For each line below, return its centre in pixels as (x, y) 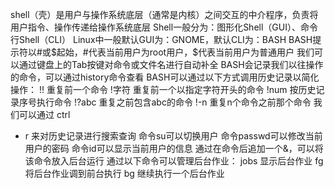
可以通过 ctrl (44, 114)
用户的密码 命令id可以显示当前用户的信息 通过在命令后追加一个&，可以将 (174, 148)
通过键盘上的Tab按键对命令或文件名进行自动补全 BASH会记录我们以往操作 (171, 64)
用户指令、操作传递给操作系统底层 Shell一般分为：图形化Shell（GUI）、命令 (164, 27)
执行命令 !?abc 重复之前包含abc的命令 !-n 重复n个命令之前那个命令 (174, 102)
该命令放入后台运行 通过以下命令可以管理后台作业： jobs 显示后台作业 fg (174, 161)
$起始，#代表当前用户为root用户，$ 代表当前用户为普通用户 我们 (182, 52)
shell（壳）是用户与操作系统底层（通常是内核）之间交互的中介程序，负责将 (164, 14)
